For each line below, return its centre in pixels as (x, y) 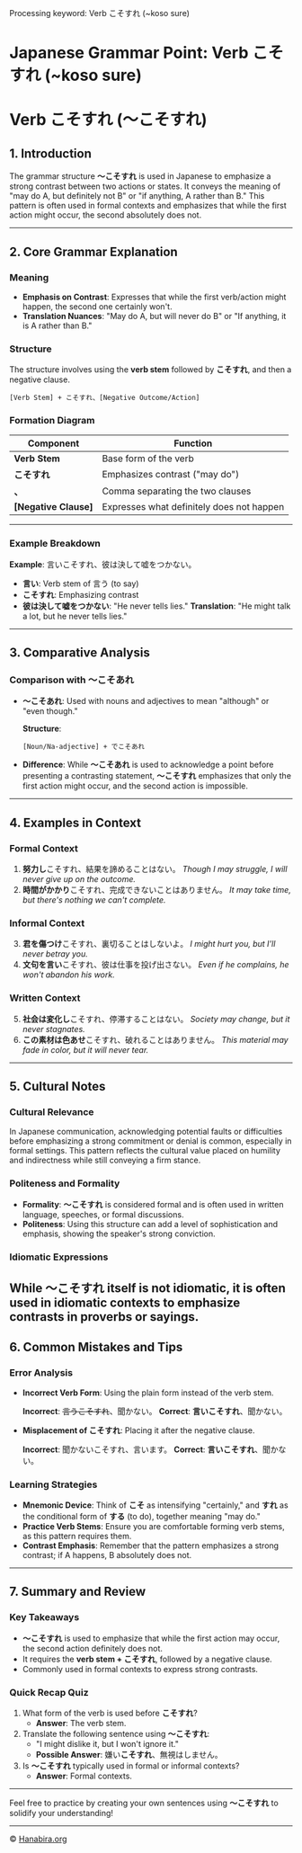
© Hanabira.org (38, 1839)
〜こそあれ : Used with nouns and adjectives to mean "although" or (146, 701)
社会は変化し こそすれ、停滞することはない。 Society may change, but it (156, 1019)
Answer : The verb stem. (81, 1723)
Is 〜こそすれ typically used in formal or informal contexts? (131, 1766)
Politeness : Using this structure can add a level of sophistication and (150, 1224)
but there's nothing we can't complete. (94, 900)
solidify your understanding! (62, 1813)
